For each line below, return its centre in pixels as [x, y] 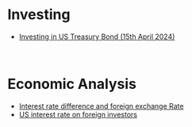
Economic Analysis [72, 84]
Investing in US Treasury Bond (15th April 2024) [97, 37]
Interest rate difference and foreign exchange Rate [101, 106]
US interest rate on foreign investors [78, 114]
